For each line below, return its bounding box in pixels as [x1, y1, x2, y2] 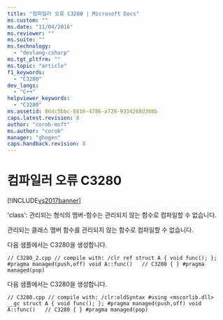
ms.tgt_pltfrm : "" [7, 56, 61, 63]
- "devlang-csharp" [13, 50, 71, 57]
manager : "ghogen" [7, 134, 61, 141]
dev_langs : [7, 82, 39, 89]
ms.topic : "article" [7, 62, 68, 69]
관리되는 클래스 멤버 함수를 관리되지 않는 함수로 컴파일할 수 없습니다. [7, 225, 194, 235]
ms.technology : [7, 43, 52, 50]
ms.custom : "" [7, 17, 49, 24]
